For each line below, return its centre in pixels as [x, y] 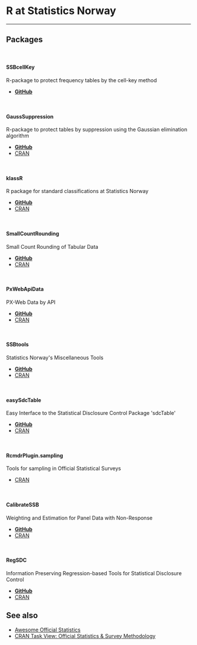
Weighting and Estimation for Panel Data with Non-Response [79, 518]
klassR [14, 178]
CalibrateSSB [23, 504]
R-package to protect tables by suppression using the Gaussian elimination [97, 130]
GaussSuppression [30, 116]
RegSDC [16, 560]
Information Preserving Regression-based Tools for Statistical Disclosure [94, 573]
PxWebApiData [25, 289]
